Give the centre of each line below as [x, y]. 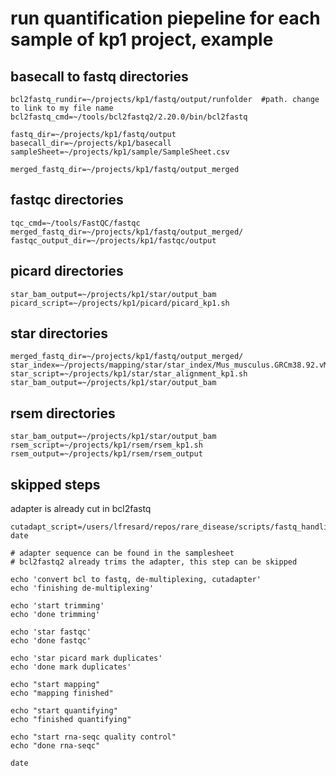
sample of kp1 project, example [142, 39]
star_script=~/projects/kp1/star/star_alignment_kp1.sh [129, 374]
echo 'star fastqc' [51, 632]
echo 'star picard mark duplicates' [86, 658]
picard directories [67, 271]
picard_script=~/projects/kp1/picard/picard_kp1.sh [120, 303]
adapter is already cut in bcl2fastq [81, 509]
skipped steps [55, 484]
